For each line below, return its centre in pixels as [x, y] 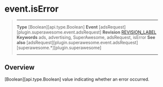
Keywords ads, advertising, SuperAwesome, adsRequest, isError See [86, 37]
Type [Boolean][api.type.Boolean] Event [57, 27]
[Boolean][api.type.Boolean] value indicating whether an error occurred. [77, 79]
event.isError [32, 9]
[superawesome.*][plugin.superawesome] [59, 48]
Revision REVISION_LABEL [129, 32]
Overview [20, 67]
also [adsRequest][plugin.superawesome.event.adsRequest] [77, 42]
